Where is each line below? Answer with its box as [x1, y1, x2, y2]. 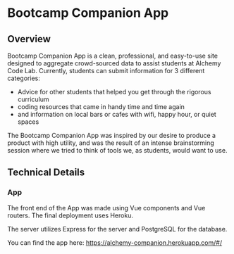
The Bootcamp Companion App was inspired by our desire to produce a [7, 132, 216, 139]
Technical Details [7, 167, 85, 179]
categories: [7, 74, 40, 82]
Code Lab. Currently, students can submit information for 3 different [7, 67, 205, 75]
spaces [17, 118, 39, 126]
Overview [7, 33, 51, 45]
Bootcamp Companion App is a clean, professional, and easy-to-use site [7, 51, 218, 60]
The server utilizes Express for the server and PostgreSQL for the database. [7, 224, 228, 233]
